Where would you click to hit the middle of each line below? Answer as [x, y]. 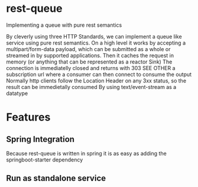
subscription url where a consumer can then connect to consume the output [99, 74]
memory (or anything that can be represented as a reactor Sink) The [89, 62]
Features [28, 117]
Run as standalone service [56, 178]
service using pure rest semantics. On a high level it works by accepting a [96, 43]
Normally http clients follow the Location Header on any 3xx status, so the [96, 80]
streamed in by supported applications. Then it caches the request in [90, 55]
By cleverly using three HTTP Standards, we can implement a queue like [94, 36]
